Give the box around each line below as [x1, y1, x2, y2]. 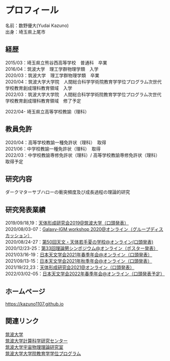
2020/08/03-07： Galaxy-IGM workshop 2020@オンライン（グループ [5, 226, 151, 232]
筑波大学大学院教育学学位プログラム [5, 350, 81, 356]
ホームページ [5, 287, 45, 295]
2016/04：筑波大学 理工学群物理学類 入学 [5, 66, 99, 72]
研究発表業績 [5, 205, 46, 214]
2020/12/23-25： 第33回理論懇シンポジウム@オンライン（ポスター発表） [5, 245, 158, 252]
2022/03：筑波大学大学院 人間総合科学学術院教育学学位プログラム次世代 [5, 91, 162, 97]
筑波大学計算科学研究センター [5, 338, 68, 344]
